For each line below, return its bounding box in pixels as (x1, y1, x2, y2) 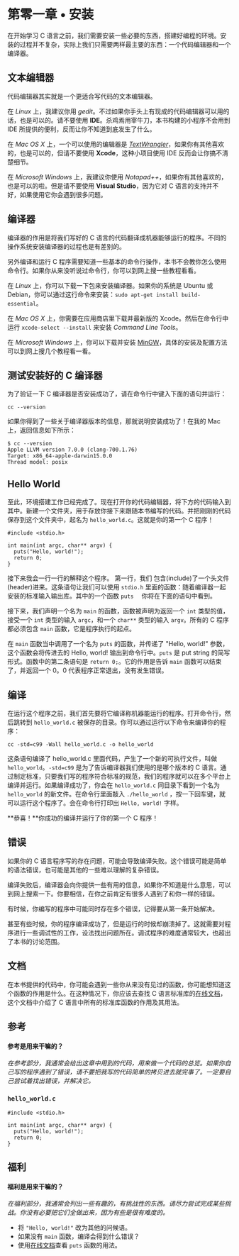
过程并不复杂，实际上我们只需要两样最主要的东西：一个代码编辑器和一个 (19, 40, 231, 48)
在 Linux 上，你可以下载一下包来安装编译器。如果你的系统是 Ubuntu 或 (7, 281, 213, 289)
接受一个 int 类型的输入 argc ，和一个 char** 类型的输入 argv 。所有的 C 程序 (7, 616, 229, 624)
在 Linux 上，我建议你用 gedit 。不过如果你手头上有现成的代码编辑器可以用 (7, 107, 223, 116)
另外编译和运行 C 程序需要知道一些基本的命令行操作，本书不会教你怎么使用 (7, 257, 227, 266)
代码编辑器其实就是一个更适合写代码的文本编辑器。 (7, 91, 157, 100)
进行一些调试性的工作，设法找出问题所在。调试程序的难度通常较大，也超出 (13, 928, 231, 937)
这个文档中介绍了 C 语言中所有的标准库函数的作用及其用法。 (7, 998, 184, 1006)
